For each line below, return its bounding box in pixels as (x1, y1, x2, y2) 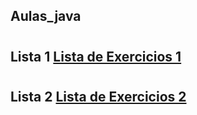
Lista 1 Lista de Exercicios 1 (10, 48, 182, 65)
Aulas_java (10, 8, 82, 25)
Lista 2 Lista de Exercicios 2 (10, 88, 187, 105)
